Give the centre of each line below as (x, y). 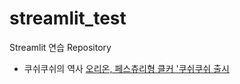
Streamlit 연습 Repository (60, 47)
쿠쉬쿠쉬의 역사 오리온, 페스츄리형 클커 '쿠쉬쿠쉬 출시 (126, 68)
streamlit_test (68, 18)
